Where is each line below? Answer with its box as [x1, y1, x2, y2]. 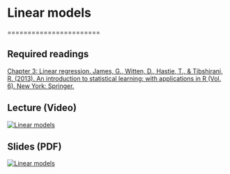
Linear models [7, 5, 92, 21]
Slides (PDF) [7, 140, 62, 152]
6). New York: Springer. [7, 82, 75, 90]
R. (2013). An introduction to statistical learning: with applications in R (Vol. [7, 74, 222, 82]
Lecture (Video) [7, 102, 77, 114]
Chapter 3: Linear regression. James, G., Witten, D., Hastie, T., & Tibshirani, [7, 66, 223, 75]
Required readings [7, 48, 89, 60]
